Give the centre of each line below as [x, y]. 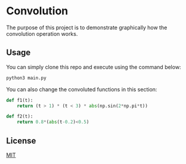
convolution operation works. [42, 33]
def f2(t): [20, 117]
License [21, 140]
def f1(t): [20, 100]
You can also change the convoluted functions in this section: [82, 89]
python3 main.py [26, 78]
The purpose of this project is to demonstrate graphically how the [87, 27]
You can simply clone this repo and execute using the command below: [94, 67]
